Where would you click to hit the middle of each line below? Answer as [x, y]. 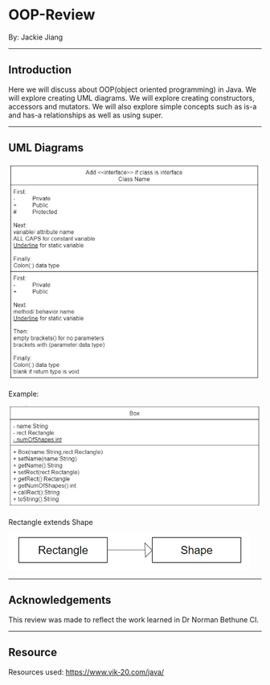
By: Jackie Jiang [36, 37]
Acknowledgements [60, 600]
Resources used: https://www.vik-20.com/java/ [86, 672]
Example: [24, 394]
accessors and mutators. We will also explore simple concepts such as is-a [133, 106]
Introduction [40, 70]
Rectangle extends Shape [51, 522]
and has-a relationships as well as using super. [86, 115]
